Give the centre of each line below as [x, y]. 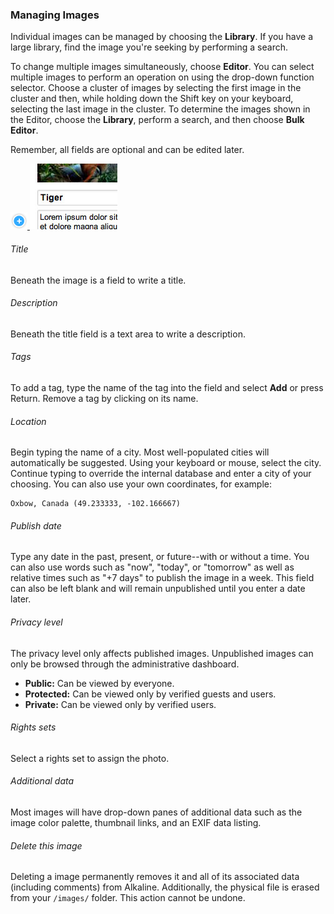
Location [28, 421]
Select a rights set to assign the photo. [90, 758]
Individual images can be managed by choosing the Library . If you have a [162, 37]
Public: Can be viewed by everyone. [99, 683]
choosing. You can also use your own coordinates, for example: [141, 484]
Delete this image [46, 845]
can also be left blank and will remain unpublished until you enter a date [158, 589]
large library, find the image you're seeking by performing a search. [149, 47]
